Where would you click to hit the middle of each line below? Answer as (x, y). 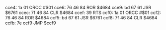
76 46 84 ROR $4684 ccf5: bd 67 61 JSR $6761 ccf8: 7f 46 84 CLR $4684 (81, 18)
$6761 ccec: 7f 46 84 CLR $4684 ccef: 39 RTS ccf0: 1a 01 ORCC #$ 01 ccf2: (83, 13)
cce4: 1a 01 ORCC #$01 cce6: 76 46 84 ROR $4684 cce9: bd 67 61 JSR (78, 7)
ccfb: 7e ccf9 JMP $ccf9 (31, 23)
